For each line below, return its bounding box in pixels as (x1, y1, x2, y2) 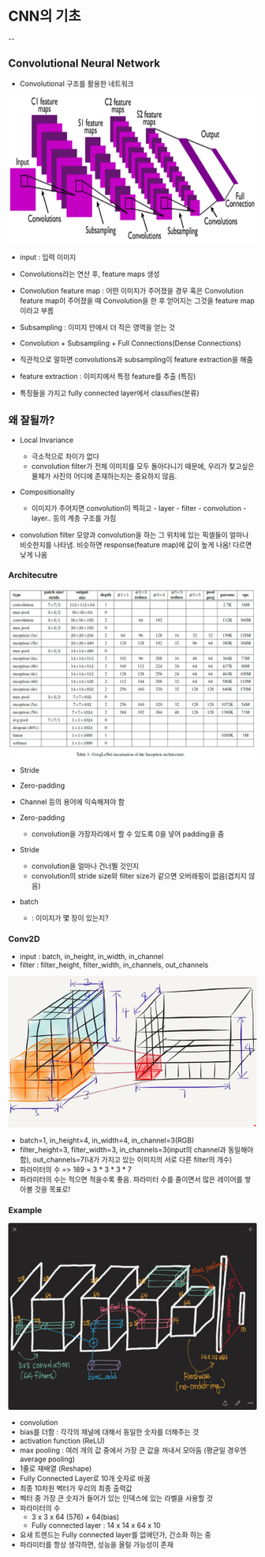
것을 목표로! (34, 1184, 71, 1194)
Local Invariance (19, 435, 74, 444)
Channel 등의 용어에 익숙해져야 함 (19, 797, 125, 807)
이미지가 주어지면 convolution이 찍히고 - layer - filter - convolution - (31, 503, 247, 512)
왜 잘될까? (8, 414, 55, 427)
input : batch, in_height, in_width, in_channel (19, 951, 164, 961)
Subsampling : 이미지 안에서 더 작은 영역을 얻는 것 (19, 322, 176, 332)
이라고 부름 (19, 305, 54, 315)
